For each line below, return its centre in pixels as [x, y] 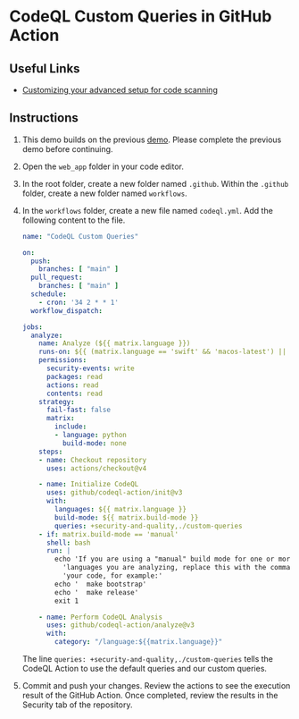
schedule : [49, 294]
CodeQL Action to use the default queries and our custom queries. [145, 669]
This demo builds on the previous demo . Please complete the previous [152, 140]
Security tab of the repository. [77, 705]
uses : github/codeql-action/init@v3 [114, 493]
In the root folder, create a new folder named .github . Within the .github [155, 183]
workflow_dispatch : [66, 310]
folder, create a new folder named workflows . [104, 193]
